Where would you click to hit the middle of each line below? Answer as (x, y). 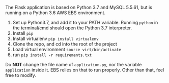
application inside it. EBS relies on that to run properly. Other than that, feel (85, 70)
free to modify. (21, 75)
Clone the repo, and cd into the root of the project (65, 44)
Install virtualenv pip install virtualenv (55, 38)
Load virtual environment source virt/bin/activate (67, 49)
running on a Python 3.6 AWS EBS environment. (55, 13)
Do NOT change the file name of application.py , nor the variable (74, 65)
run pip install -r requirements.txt (52, 55)
